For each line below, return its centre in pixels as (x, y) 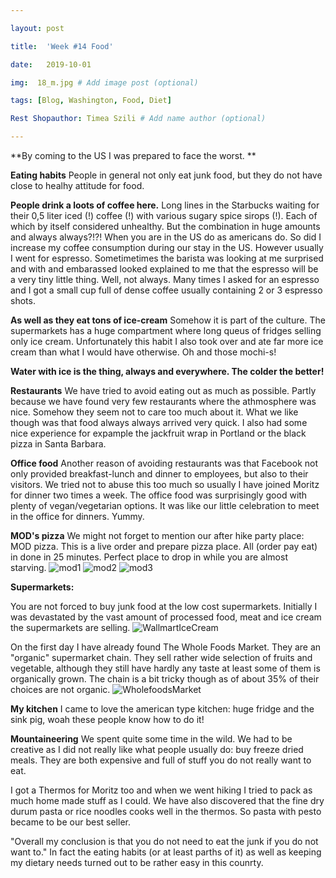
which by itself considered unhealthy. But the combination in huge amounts (165, 226)
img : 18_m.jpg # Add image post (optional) (104, 82)
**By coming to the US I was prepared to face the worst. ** (133, 155)
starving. (28, 567)
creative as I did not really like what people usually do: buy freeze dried (157, 749)
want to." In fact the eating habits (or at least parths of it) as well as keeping (166, 852)
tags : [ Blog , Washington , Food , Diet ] (91, 101)
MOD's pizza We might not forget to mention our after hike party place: (157, 535)
